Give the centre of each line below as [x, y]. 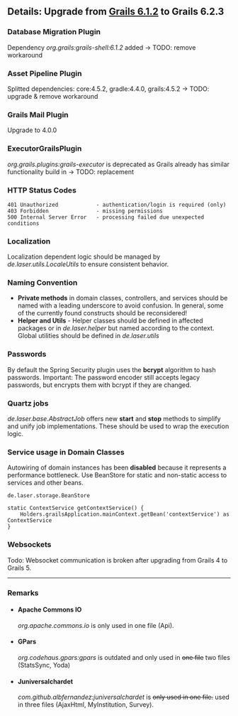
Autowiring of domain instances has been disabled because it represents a [117, 467]
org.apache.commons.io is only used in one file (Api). [96, 625]
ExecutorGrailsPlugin [45, 148]
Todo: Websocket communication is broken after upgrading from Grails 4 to [118, 560]
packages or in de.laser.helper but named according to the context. [116, 328]
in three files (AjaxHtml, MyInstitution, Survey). [86, 705]
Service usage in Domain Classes [66, 452]
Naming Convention [42, 283]
